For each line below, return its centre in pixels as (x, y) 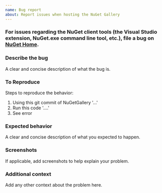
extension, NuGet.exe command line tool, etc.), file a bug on (80, 38)
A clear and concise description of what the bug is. (58, 69)
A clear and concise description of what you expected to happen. (73, 137)
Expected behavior (29, 126)
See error (22, 113)
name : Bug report (23, 10)
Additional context (28, 174)
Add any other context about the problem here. (54, 185)
